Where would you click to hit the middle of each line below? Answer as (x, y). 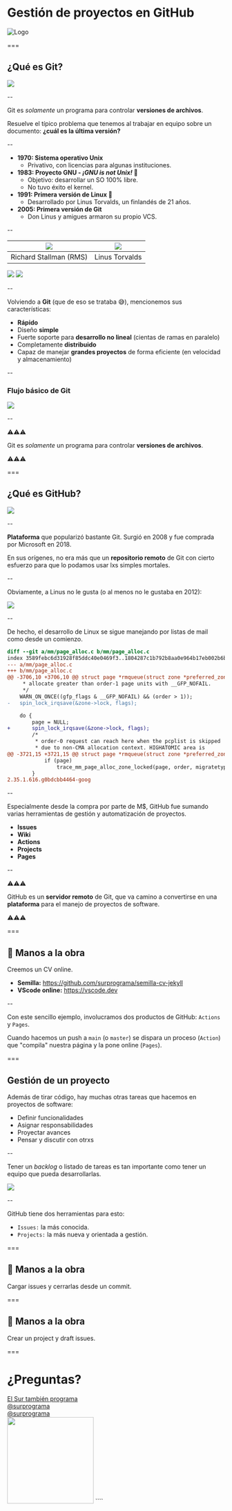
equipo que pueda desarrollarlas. (54, 1173)
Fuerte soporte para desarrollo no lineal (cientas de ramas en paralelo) (118, 337)
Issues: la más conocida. (53, 1227)
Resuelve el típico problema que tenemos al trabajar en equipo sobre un (109, 123)
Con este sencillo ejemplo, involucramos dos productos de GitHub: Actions (114, 1017)
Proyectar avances (44, 1132)
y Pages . (18, 1025)
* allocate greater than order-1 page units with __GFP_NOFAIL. (117, 684)
